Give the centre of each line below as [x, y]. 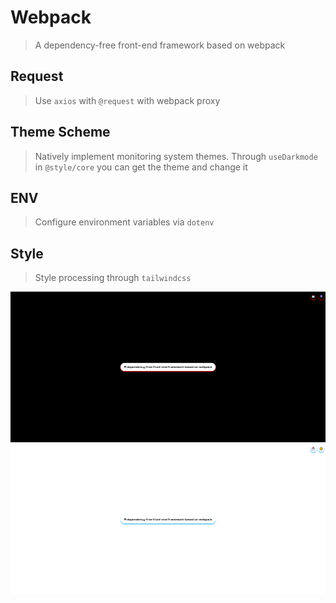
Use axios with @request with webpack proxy [127, 100]
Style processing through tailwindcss [113, 278]
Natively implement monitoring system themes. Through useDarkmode [176, 156]
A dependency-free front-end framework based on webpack [160, 45]
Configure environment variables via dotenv [124, 222]
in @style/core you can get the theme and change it [141, 167]
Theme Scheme [60, 132]
